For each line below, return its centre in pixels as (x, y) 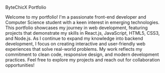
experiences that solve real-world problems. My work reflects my (74, 49)
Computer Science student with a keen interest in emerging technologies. (82, 22)
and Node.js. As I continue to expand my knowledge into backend (74, 38)
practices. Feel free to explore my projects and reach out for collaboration (83, 60)
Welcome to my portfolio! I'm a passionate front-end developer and (76, 17)
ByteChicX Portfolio (26, 7)
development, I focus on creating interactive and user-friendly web (75, 44)
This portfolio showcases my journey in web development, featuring (77, 28)
